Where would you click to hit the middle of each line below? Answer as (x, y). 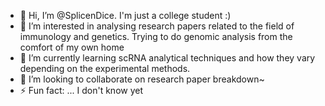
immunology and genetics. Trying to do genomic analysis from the (156, 36)
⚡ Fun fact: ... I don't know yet (81, 90)
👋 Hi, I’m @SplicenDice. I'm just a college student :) (125, 15)
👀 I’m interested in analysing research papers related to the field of (157, 26)
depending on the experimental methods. (105, 68)
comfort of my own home (72, 47)
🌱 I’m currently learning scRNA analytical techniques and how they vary (167, 58)
